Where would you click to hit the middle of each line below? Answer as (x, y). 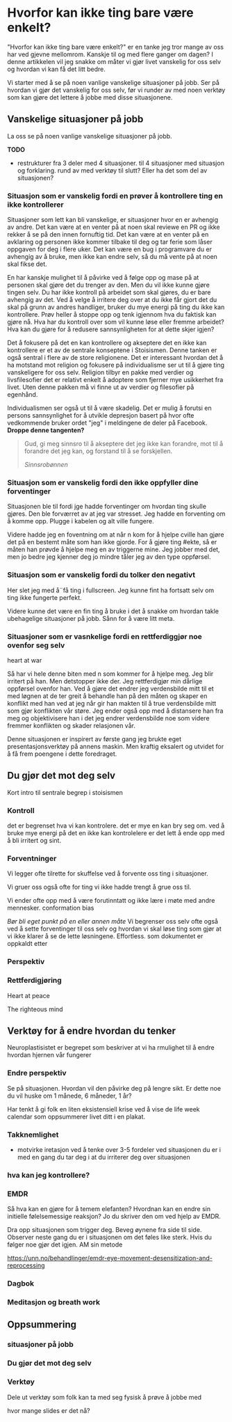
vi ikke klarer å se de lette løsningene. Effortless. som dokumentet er (105, 936)
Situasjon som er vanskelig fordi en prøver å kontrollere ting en (115, 196)
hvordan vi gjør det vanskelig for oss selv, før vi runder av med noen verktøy (116, 90)
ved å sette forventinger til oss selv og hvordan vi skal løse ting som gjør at (115, 929)
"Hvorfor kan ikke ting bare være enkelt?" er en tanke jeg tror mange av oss (116, 47)
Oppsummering (42, 1325)
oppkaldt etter (27, 944)
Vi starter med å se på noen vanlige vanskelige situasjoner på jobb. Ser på (114, 82)
